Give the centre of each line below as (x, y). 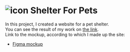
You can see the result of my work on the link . (52, 29)
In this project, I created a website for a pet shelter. (57, 24)
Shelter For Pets (64, 11)
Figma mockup (28, 44)
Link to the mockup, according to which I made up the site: (65, 34)
